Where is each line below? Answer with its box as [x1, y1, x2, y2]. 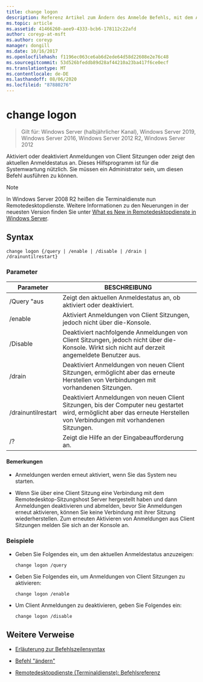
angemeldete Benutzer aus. [62, 351, 141, 359]
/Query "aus [9, 297, 44, 306]
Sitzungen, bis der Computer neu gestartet [62, 401, 184, 409]
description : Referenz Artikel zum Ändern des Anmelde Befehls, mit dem [6, 15, 193, 21]
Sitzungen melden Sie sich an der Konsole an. [14, 522, 130, 529]
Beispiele [6, 537, 34, 545]
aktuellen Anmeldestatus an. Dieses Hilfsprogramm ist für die [6, 159, 159, 166]
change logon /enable [14, 591, 69, 597]
